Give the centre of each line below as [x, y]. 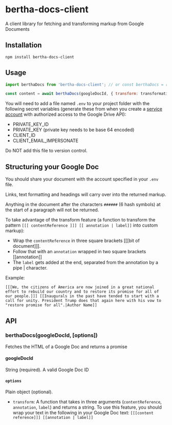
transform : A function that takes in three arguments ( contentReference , [87, 402]
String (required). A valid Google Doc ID [47, 370]
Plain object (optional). [29, 392]
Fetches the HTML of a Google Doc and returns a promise [66, 347]
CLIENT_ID [24, 135]
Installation [24, 45]
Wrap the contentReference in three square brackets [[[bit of [76, 241]
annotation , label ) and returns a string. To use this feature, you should [87, 407]
